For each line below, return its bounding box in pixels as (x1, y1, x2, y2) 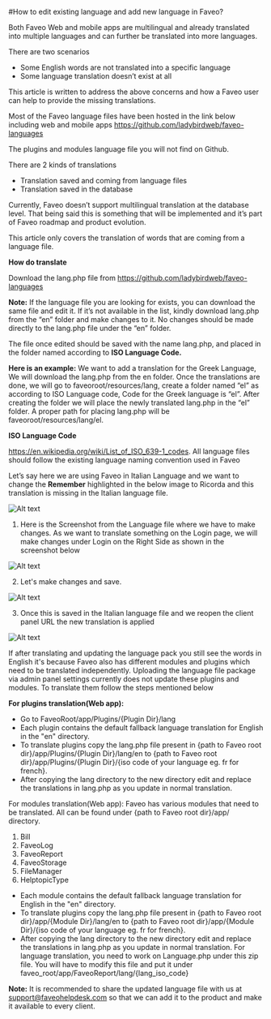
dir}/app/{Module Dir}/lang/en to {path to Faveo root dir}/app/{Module (19, 917, 255, 926)
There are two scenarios (8, 47, 91, 56)
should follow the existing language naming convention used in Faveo (8, 455, 240, 465)
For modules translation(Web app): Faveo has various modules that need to (8, 799, 259, 808)
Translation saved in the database (19, 184, 133, 194)
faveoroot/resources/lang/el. (8, 415, 104, 424)
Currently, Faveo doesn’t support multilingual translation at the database (8, 200, 249, 209)
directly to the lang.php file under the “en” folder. (8, 324, 171, 333)
